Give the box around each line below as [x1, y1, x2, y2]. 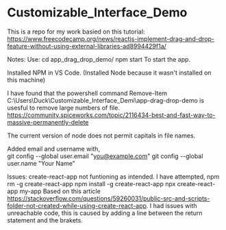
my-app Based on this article [19, 187, 101, 195]
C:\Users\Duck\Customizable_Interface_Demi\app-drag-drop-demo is [7, 96, 204, 104]
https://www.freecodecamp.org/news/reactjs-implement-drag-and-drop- [7, 34, 214, 42]
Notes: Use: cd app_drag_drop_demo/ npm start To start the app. [7, 55, 190, 63]
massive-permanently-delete [7, 118, 89, 126]
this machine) [7, 75, 46, 84]
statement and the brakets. [7, 216, 84, 224]
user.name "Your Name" [7, 159, 75, 167]
